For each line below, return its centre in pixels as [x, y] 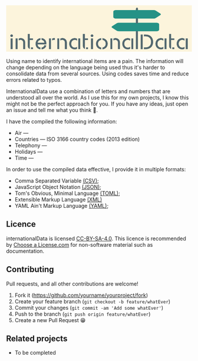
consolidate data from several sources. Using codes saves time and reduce [98, 74]
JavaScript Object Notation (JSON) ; [58, 187]
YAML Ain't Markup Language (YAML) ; [62, 206]
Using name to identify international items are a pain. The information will [95, 61]
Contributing [30, 269]
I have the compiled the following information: [62, 121]
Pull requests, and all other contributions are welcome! [72, 284]
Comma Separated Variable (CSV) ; [57, 181]
